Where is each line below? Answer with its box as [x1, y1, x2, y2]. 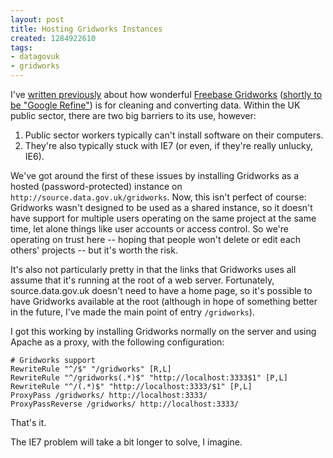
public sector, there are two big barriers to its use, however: [10, 110, 257, 121]
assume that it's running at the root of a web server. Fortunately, [10, 274, 275, 286]
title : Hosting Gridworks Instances [10, 24, 163, 34]
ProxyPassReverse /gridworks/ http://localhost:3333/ [10, 399, 240, 409]
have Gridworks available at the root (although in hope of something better [10, 296, 318, 307]
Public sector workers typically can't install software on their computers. [24, 129, 324, 141]
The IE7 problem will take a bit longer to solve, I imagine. [10, 436, 243, 448]
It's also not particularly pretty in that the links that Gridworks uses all [10, 264, 297, 275]
